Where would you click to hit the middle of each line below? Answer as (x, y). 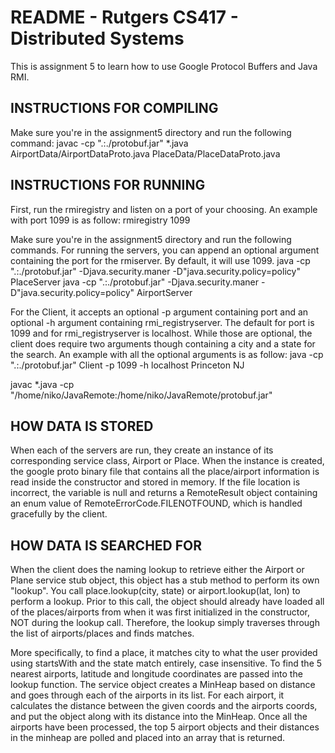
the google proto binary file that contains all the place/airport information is (165, 472)
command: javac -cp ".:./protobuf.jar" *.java (99, 143)
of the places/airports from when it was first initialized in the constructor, (160, 612)
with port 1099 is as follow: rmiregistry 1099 (100, 220)
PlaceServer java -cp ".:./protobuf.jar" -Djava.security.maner (135, 282)
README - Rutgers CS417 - (124, 17)
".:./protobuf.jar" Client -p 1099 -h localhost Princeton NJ (127, 365)
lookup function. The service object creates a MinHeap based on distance (163, 685)
